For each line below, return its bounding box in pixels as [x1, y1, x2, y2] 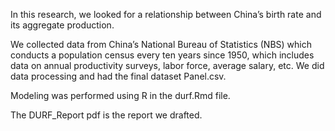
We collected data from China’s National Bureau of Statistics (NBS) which [10, 39, 312, 50]
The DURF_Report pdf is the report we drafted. [10, 109, 203, 121]
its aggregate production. [10, 19, 115, 31]
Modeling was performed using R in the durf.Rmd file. [10, 90, 231, 101]
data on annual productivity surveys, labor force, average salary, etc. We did [10, 60, 325, 71]
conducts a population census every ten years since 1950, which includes [10, 49, 315, 61]
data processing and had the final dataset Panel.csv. [10, 70, 227, 82]
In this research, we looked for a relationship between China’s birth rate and [10, 9, 322, 20]
